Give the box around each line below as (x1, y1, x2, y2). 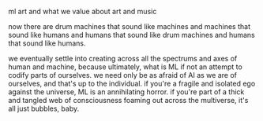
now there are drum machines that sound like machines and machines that (8, 22, 251, 31)
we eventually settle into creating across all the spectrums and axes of (8, 54, 238, 63)
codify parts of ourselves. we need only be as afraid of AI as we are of (8, 71, 237, 79)
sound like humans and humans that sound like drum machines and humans (8, 31, 255, 39)
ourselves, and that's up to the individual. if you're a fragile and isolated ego (8, 79, 256, 88)
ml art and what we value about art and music (8, 7, 157, 16)
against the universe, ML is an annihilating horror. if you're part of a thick (8, 87, 245, 97)
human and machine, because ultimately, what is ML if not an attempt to (8, 62, 242, 71)
